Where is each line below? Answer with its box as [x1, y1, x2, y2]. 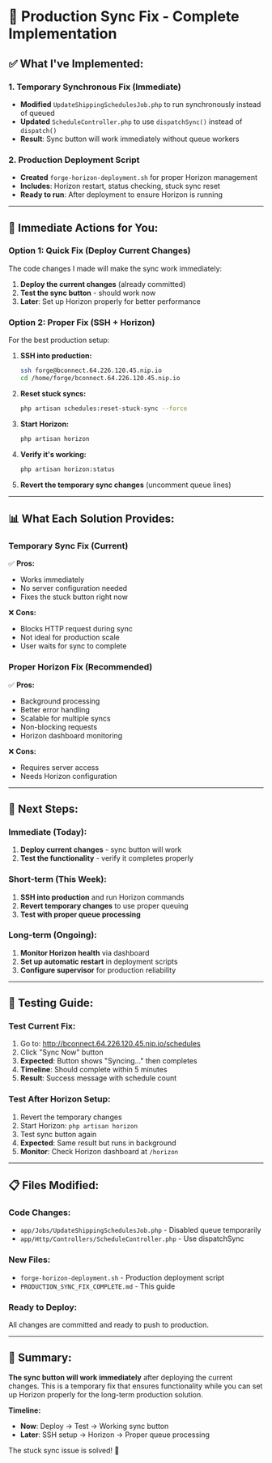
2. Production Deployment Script [8, 154, 140, 165]
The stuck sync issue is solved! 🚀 [8, 1445, 120, 1455]
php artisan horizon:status [19, 465, 115, 473]
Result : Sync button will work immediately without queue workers [19, 134, 240, 143]
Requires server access [19, 762, 100, 772]
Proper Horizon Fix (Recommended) [8, 661, 153, 673]
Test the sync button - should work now [19, 288, 156, 297]
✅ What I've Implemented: [8, 57, 144, 71]
